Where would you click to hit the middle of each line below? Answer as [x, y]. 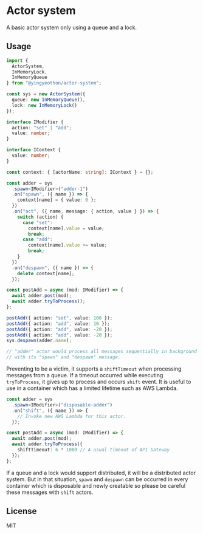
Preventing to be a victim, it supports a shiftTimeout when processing [94, 369]
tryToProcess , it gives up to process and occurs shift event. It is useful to [99, 382]
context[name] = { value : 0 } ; [57, 200]
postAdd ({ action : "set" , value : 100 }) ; [60, 318]
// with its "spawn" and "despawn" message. [64, 357]
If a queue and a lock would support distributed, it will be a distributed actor [101, 473]
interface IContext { [34, 150]
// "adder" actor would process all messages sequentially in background [102, 352]
